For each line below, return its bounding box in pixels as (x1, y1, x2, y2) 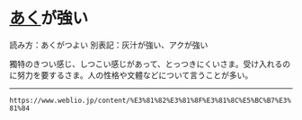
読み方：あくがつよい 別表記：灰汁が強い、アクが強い (9, 39, 209, 50)
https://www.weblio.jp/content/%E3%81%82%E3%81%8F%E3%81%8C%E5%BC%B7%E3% (9, 96, 292, 105)
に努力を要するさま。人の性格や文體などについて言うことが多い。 (9, 69, 253, 81)
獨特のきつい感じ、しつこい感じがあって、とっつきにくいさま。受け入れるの (9, 58, 291, 69)
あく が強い (9, 8, 89, 29)
